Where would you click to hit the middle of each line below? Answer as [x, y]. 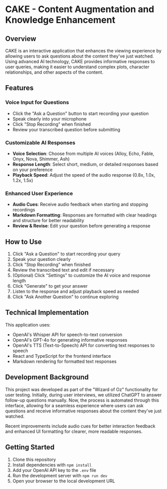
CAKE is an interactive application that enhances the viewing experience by [83, 51]
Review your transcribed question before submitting [66, 129]
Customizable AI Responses [40, 142]
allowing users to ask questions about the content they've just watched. [80, 56]
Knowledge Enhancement [60, 20]
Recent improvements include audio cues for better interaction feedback [80, 426]
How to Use [24, 241]
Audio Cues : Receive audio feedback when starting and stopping [80, 204]
